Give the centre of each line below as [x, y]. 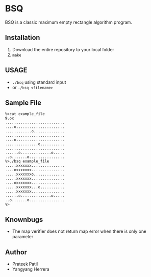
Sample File [23, 103]
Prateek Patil [25, 264]
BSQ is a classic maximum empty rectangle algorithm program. [69, 22]
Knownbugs [24, 219]
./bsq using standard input [39, 82]
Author [16, 252]
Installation [23, 38]
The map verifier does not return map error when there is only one [79, 231]
